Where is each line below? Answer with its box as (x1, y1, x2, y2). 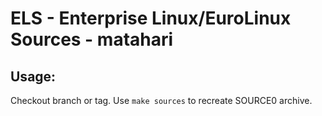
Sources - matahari (10, 28, 174, 51)
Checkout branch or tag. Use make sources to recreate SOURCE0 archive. (10, 95, 313, 106)
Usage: (10, 68, 57, 85)
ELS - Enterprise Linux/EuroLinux (10, 7, 292, 30)
